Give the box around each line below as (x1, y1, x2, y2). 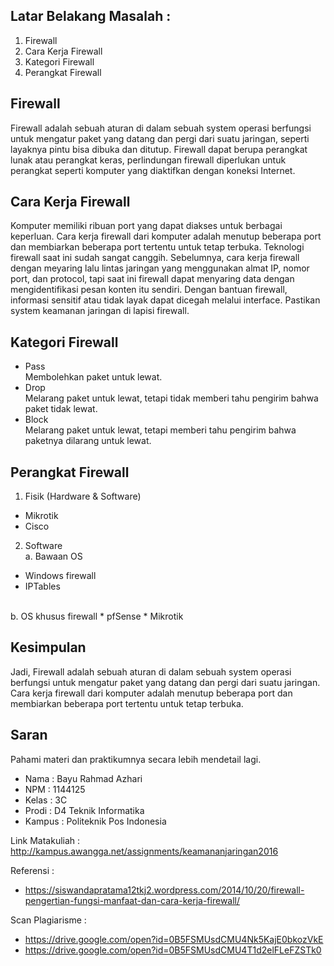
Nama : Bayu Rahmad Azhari (24, 772, 143, 784)
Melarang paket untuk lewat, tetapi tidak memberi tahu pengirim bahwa (24, 392, 319, 404)
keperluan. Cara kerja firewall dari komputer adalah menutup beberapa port (10, 230, 322, 243)
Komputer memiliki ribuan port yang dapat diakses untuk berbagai (10, 220, 283, 232)
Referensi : (10, 864, 55, 876)
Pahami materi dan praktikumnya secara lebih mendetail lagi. (10, 753, 262, 765)
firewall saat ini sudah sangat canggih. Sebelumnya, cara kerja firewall (10, 252, 300, 264)
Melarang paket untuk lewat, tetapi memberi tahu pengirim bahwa (24, 424, 297, 436)
